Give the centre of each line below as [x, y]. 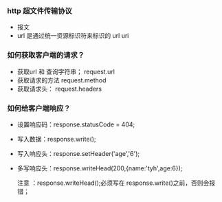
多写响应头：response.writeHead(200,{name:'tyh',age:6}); [100, 168]
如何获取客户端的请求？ [46, 55]
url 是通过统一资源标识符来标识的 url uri [73, 36]
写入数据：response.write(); [56, 139]
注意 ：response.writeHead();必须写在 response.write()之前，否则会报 [116, 183]
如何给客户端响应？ [39, 108]
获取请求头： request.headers [59, 89]
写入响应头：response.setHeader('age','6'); [78, 153]
